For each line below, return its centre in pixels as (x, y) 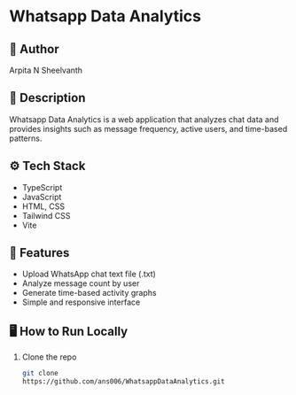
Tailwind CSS (46, 215)
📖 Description (47, 98)
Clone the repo (49, 357)
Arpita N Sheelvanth (46, 70)
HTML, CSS (43, 206)
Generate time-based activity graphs (89, 293)
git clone (40, 374)
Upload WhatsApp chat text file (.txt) (89, 274)
